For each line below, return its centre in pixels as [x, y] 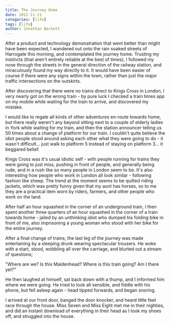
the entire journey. [24, 229]
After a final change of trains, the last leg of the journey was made [74, 238]
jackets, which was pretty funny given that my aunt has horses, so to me [81, 186]
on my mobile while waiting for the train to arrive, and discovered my [77, 102]
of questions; [19, 254]
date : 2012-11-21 [24, 15]
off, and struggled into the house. [40, 316]
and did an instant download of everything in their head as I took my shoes [83, 311]
